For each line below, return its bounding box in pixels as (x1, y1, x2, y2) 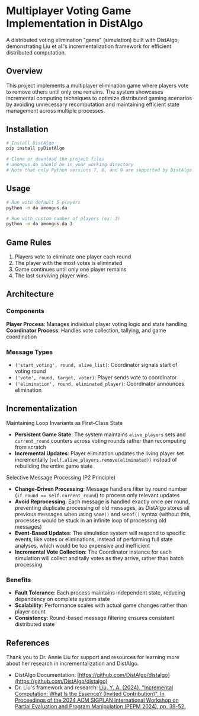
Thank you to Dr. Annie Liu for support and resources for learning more (6, 653, 179, 660)
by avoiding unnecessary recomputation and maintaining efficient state (6, 101, 179, 108)
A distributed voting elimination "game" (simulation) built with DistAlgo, (6, 36, 179, 43)
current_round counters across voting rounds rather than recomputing (14, 437, 187, 444)
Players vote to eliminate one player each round (14, 253, 131, 260)
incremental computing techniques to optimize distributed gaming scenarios (6, 94, 192, 101)
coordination (6, 333, 37, 340)
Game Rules (6, 237, 52, 247)
